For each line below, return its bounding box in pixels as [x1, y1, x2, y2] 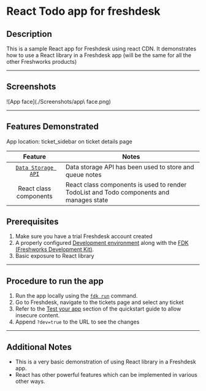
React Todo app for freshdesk [6, 4, 161, 18]
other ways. [15, 377, 45, 385]
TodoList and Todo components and [65, 188, 170, 196]
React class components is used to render [65, 180, 187, 188]
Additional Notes [6, 342, 72, 352]
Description [6, 29, 52, 39]
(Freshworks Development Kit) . [15, 246, 94, 253]
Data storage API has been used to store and [65, 163, 194, 171]
